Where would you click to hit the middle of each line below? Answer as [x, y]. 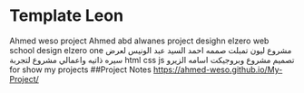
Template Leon [67, 16]
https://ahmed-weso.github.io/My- [218, 70]
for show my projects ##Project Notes [80, 70]
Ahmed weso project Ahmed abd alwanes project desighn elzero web [139, 41]
